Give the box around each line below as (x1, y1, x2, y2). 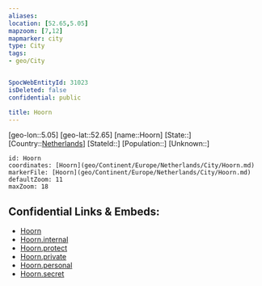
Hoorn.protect (19, 243, 67, 253)
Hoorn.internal (19, 235, 69, 245)
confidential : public (8, 94, 82, 102)
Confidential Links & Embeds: (8, 204, 160, 218)
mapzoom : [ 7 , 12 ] (8, 27, 63, 35)
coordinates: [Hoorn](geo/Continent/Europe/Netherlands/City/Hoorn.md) (8, 162, 255, 170)
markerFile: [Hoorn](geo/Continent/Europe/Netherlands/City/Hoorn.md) (8, 169, 251, 177)
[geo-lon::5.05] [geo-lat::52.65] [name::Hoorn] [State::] (8, 130, 192, 140)
